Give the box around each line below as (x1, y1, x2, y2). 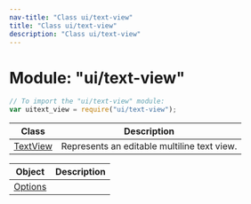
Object (15, 166, 45, 178)
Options (13, 181, 47, 193)
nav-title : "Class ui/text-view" (9, 12, 134, 22)
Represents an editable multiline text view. (61, 140, 238, 153)
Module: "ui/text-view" (9, 67, 185, 88)
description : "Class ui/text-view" (9, 29, 142, 38)
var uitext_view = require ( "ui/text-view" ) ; (9, 106, 177, 114)
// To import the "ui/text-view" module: (9, 97, 166, 106)
